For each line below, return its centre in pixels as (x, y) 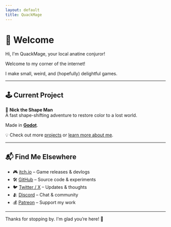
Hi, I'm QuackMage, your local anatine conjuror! (55, 54)
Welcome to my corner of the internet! (45, 64)
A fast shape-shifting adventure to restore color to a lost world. (71, 116)
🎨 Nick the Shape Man (29, 110)
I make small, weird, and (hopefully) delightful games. (61, 74)
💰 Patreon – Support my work (44, 203)
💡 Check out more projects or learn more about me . (59, 135)
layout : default (22, 10)
